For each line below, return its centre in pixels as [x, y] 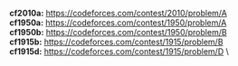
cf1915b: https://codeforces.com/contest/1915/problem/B [116, 42]
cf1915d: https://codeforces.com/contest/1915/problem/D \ [119, 52]
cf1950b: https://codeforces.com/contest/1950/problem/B [119, 32]
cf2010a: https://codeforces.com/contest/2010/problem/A [119, 13]
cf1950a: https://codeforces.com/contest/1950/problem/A [118, 23]
